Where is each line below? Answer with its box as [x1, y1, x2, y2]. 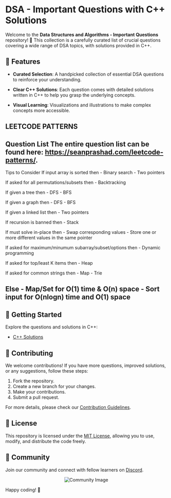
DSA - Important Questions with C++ [5, 4, 165, 15]
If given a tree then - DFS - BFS [5, 189, 72, 195]
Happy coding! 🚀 [5, 487, 41, 493]
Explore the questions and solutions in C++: [5, 324, 98, 330]
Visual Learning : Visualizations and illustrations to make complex [12, 102, 151, 108]
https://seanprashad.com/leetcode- [45, 147, 164, 156]
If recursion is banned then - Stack [5, 219, 79, 225]
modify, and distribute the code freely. [5, 438, 86, 444]
